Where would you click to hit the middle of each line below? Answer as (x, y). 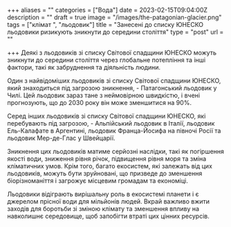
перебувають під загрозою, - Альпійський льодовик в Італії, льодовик (111, 123)
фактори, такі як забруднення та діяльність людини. (84, 67)
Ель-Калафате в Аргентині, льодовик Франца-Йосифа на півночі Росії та (114, 131)
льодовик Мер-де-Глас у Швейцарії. (61, 138)
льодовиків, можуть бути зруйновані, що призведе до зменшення (105, 173)
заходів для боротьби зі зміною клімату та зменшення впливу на (103, 209)
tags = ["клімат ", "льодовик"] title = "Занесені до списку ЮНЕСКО (105, 24)
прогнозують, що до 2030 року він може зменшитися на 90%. (100, 102)
